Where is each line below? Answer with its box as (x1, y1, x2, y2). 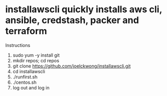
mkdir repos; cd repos (12, 57, 60, 63)
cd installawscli (12, 68, 45, 75)
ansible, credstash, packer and (5, 14, 139, 26)
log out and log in (12, 84, 50, 90)
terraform (5, 26, 47, 37)
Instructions (5, 42, 31, 48)
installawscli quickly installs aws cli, (5, 4, 162, 15)
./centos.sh (12, 79, 37, 85)
